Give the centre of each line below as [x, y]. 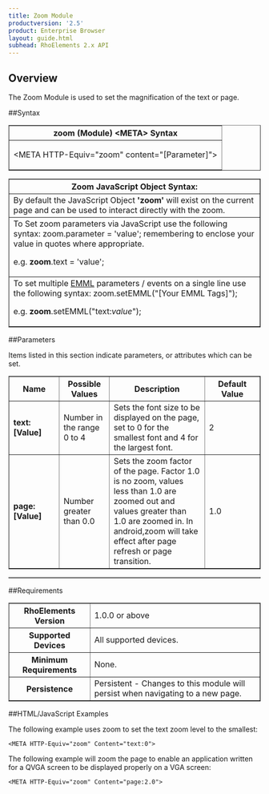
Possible [84, 384]
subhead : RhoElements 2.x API [59, 46]
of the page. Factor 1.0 [157, 471]
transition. [132, 561]
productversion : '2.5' [46, 23]
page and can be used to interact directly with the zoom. [119, 210]
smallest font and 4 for [156, 437]
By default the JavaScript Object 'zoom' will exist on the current [134, 200]
